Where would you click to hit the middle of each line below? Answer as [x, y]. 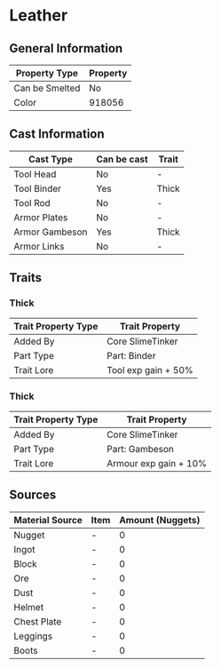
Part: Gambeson [140, 449]
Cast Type [50, 159]
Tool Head [35, 174]
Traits [26, 278]
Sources [33, 495]
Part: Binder [131, 355]
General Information [66, 48]
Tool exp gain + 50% [150, 370]
